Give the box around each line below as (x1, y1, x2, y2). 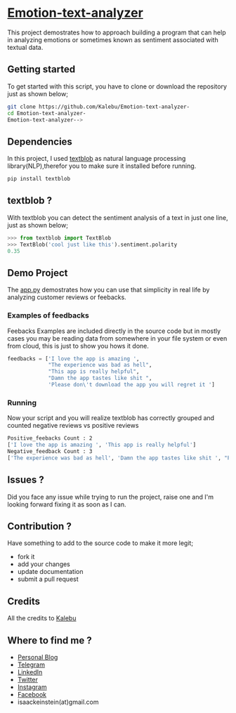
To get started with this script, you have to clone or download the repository (7, 82, 227, 91)
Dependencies (7, 136, 72, 148)
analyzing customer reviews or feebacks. (7, 293, 126, 301)
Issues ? (7, 474, 44, 486)
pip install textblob (7, 176, 71, 183)
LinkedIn (17, 668, 43, 676)
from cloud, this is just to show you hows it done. (7, 341, 150, 350)
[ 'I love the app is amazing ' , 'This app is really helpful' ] (7, 441, 197, 449)
